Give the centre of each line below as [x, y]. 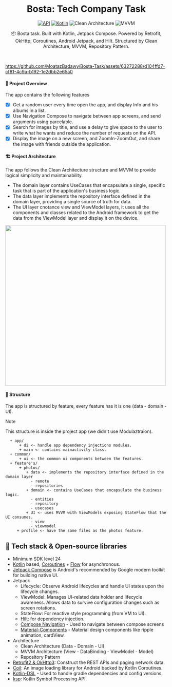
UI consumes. [19, 517]
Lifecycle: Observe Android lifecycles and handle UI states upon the [92, 586]
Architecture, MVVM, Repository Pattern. [86, 46]
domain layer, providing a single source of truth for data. [72, 201]
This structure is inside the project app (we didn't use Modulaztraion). [79, 431]
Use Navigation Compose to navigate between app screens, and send [87, 116]
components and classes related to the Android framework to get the [86, 212]
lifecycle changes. [40, 591]
